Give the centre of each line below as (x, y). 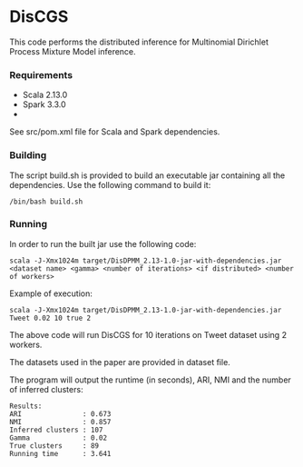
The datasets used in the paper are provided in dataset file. (120, 362)
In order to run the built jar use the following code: (103, 243)
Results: (26, 406)
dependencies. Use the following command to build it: (110, 184)
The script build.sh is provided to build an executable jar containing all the (147, 175)
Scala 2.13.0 (45, 95)
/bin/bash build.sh (46, 202)
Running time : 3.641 (60, 453)
